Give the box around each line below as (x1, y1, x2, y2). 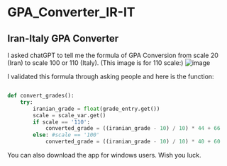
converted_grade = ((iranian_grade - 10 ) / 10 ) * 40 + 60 (45, 138, 221, 146)
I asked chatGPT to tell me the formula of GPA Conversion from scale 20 (7, 51, 218, 59)
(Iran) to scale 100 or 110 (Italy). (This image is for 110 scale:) (7, 59, 184, 67)
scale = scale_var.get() (33, 112, 106, 119)
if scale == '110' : (33, 118, 91, 126)
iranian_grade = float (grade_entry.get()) (33, 105, 160, 112)
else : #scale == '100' (33, 131, 100, 138)
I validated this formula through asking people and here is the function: (7, 72, 214, 81)
